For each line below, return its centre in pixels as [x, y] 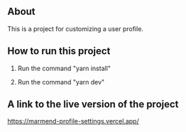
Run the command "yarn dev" [61, 82]
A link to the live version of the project [93, 105]
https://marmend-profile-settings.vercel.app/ [73, 121]
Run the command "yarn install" [64, 68]
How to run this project [59, 51]
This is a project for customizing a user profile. [76, 28]
